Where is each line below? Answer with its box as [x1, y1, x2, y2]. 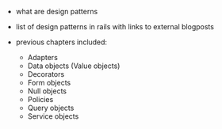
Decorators [27, 70, 65, 78]
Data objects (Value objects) [27, 61, 121, 70]
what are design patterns [15, 7, 98, 16]
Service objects [27, 112, 79, 121]
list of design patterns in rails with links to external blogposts [15, 22, 214, 31]
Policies [27, 95, 54, 104]
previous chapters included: [15, 37, 108, 47]
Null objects [27, 86, 67, 96]
